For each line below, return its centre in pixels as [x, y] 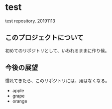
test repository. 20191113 [30, 21]
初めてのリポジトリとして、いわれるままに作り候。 [57, 51]
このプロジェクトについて [44, 38]
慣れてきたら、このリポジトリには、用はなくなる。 [57, 80]
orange [20, 101]
